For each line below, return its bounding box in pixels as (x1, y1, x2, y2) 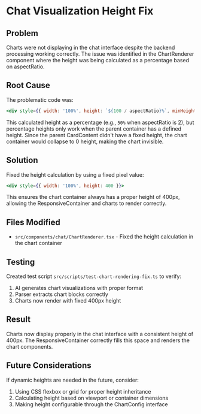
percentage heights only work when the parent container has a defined (6, 125, 181, 132)
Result (6, 315, 31, 325)
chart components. (6, 343, 53, 350)
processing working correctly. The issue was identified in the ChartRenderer (6, 50, 194, 58)
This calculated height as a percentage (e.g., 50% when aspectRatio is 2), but (6, 119, 194, 126)
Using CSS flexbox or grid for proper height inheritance (14, 388, 151, 395)
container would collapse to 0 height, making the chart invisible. (6, 138, 164, 145)
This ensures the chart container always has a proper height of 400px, (6, 194, 181, 201)
